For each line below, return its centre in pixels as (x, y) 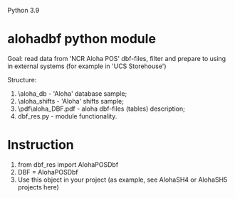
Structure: (22, 79)
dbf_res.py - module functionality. (67, 116)
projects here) (38, 187)
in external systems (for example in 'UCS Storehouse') (87, 66)
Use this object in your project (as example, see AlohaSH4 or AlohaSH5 (122, 180)
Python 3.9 (23, 10)
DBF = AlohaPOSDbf (48, 172)
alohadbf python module (82, 39)
